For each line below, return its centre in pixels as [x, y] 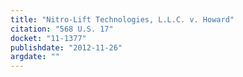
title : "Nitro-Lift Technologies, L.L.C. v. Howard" [122, 19]
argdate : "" [35, 57]
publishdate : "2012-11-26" [66, 47]
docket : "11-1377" [48, 38]
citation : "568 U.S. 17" [62, 29]
